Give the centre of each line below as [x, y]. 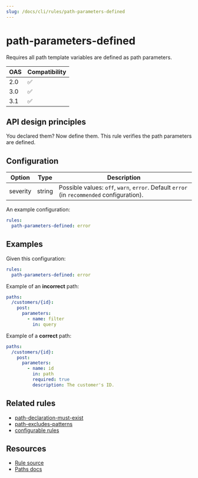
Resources [26, 449]
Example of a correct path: [39, 336]
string [45, 191]
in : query [44, 324]
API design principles [46, 122]
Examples [24, 244]
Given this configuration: [36, 258]
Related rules [31, 403]
